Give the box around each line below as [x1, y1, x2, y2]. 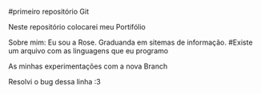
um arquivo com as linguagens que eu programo [8, 46, 169, 55]
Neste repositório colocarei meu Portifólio [8, 22, 146, 31]
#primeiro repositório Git [8, 7, 90, 16]
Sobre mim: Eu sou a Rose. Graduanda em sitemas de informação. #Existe [8, 37, 254, 47]
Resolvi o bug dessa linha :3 [8, 77, 102, 86]
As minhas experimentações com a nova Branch [8, 61, 168, 71]
